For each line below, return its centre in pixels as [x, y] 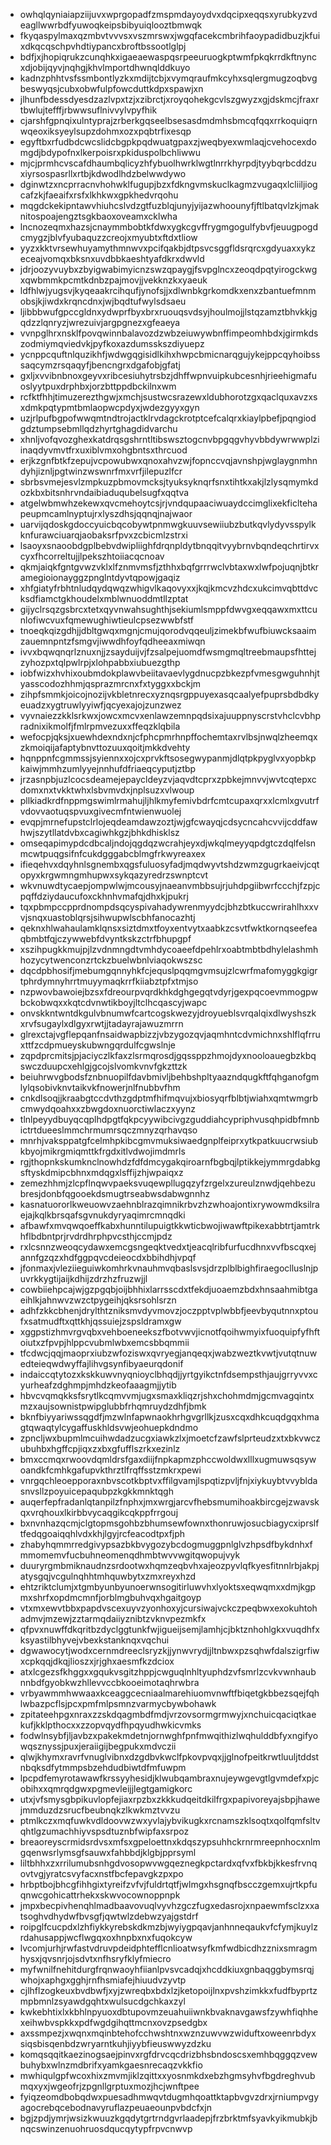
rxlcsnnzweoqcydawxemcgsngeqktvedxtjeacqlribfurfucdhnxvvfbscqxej [168, 1247]
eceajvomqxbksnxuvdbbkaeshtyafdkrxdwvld [112, 258]
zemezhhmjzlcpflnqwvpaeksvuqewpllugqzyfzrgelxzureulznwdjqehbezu [167, 1183]
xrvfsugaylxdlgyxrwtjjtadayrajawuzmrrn [101, 1023]
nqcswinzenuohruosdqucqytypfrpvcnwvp [106, 2128]
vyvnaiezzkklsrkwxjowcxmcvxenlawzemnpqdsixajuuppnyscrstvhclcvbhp [170, 715]
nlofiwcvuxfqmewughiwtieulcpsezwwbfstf [106, 620]
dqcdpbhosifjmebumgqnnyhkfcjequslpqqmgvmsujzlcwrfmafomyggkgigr [168, 970]
